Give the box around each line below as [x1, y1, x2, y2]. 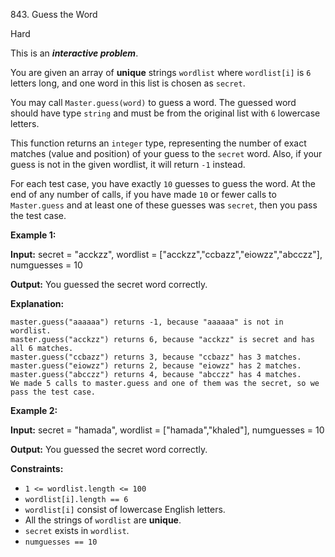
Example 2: [10, 405, 58, 416]
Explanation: [10, 298, 65, 309]
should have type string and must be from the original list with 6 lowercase [10, 107, 321, 119]
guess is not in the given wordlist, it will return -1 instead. [10, 159, 246, 170]
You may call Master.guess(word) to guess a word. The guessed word [10, 97, 297, 108]
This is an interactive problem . [10, 47, 139, 59]
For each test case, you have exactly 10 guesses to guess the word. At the [10, 178, 316, 189]
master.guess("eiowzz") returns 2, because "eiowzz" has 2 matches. [10, 361, 302, 371]
